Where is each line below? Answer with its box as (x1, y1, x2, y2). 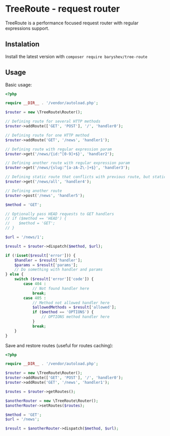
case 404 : (23, 281, 47, 287)
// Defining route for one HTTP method (5, 132, 90, 138)
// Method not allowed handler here (32, 300, 110, 305)
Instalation (5, 40, 39, 49)
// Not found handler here (32, 286, 90, 291)
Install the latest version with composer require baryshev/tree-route (5, 53, 148, 59)
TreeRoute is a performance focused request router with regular (5, 20, 139, 26)
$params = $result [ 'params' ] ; (14, 262, 78, 267)
